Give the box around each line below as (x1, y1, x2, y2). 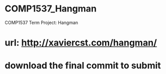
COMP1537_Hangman (5, 3, 97, 14)
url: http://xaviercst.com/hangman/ (5, 37, 157, 48)
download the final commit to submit (5, 60, 161, 71)
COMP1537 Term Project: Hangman (5, 19, 78, 25)
